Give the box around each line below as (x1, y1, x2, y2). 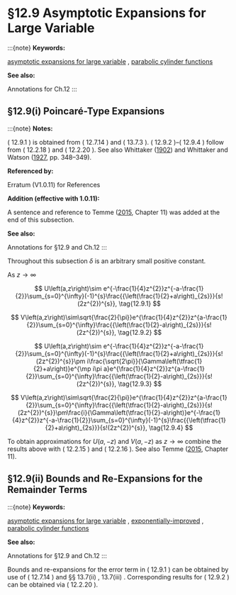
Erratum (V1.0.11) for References (7, 180, 101, 189)
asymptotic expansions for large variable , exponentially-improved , (7, 516, 204, 525)
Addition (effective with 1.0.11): (7, 194, 100, 203)
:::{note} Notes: (7, 124, 53, 133)
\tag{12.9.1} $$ (118, 299, 162, 308)
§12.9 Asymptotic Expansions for (7, 5, 207, 21)
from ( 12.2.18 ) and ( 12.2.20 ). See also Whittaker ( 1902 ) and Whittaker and (7, 145, 228, 154)
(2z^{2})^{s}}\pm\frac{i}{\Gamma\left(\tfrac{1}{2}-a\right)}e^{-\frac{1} (17, 408, 221, 416)
